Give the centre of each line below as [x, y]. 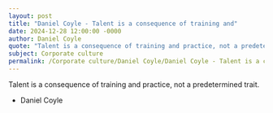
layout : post [30, 16]
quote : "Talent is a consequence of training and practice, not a [123, 46]
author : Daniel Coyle [45, 39]
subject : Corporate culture [56, 54]
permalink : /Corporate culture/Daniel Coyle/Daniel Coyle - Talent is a [134, 62]
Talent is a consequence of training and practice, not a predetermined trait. [134, 84]
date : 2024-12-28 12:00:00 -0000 [65, 31]
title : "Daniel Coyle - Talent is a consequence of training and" [123, 24]
